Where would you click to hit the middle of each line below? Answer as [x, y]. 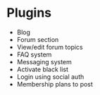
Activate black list [42, 69]
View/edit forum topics [50, 47]
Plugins [29, 13]
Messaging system [44, 61]
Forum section [38, 39]
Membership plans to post [55, 84]
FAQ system [34, 54]
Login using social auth [50, 76]
